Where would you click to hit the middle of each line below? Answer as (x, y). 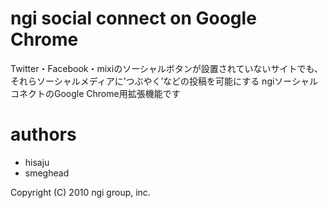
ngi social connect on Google (133, 18)
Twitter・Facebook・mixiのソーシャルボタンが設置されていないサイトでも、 (167, 68)
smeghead (47, 173)
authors (43, 134)
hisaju (37, 162)
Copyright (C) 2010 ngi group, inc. (80, 192)
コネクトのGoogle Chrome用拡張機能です (95, 93)
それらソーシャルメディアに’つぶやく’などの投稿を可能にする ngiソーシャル (164, 81)
